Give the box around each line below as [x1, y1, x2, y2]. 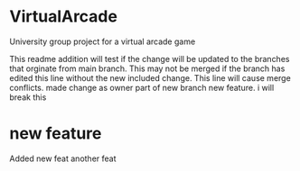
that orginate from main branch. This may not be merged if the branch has [9, 63, 286, 74]
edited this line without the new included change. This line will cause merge [9, 72, 291, 83]
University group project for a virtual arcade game [9, 36, 196, 47]
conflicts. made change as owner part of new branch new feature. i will [9, 82, 275, 93]
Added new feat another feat [9, 153, 117, 164]
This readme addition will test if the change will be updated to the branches [9, 53, 290, 64]
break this [9, 92, 47, 103]
